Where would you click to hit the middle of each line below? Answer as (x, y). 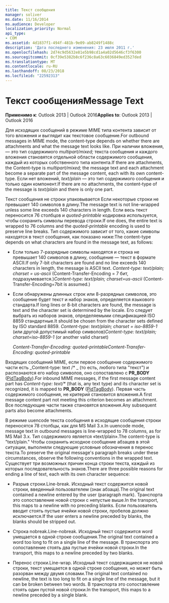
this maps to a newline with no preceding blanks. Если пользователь (85, 505)
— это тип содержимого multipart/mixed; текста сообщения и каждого (81, 151)
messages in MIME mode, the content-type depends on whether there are (82, 141)
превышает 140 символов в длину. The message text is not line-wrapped (82, 204)
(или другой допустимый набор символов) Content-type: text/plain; (85, 332)
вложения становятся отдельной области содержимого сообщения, (79, 157)
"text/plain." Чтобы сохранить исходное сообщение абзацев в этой (78, 441)
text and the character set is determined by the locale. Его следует (82, 310)
